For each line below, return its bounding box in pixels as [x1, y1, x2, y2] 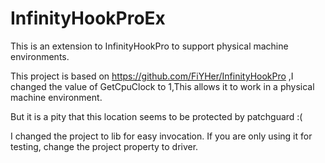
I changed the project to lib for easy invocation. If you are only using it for [10, 130, 313, 142]
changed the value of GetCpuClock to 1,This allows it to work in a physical [10, 80, 315, 92]
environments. [10, 50, 70, 62]
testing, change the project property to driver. [10, 140, 199, 152]
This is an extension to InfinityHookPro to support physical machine [10, 40, 289, 52]
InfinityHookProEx [10, 7, 166, 30]
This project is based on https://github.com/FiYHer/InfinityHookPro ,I [10, 70, 294, 82]
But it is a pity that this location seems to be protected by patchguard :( [10, 110, 303, 122]
